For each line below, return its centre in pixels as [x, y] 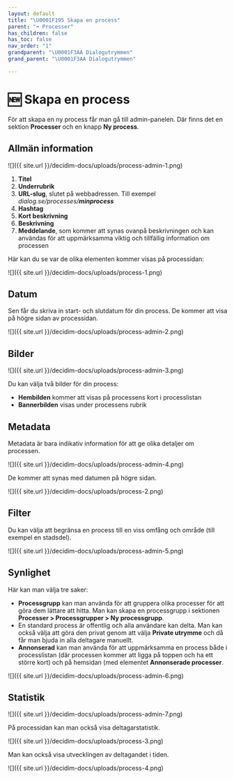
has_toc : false [30, 40]
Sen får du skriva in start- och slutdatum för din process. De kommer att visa [118, 311]
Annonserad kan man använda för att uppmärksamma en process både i [123, 647]
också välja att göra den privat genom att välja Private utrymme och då [120, 632]
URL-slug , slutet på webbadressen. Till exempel [87, 194]
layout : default [31, 14]
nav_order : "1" [30, 46]
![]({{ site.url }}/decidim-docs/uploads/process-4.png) [86, 768]
